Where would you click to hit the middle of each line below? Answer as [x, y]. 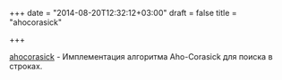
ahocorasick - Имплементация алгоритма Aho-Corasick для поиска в [141, 56]
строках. [26, 66]
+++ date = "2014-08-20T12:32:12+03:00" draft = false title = [123, 13]
